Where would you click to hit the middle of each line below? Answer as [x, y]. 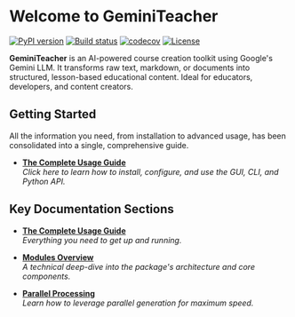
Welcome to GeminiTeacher [114, 16]
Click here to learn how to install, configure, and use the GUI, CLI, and [150, 171]
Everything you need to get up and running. [102, 240]
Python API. [44, 181]
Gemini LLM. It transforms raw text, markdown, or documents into [130, 67]
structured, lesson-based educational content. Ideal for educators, [131, 76]
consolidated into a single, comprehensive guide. [99, 145]
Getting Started [53, 114]
